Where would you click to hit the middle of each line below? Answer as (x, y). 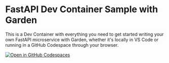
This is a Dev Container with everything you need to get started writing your (84, 34)
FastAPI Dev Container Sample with (82, 9)
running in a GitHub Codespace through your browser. (62, 45)
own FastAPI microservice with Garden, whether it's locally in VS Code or (82, 40)
